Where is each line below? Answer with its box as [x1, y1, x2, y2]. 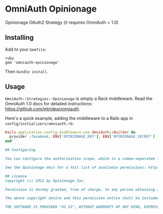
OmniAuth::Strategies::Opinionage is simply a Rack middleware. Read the [5, 96, 153, 101]
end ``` [5, 139, 18, 144]
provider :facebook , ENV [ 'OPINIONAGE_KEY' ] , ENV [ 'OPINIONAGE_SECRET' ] [9, 134, 155, 139]
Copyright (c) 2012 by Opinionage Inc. [5, 178, 86, 183]
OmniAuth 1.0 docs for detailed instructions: [5, 100, 93, 106]
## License [5, 174, 27, 179]
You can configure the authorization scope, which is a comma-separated [5, 156, 155, 161]
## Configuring [5, 148, 36, 152]
